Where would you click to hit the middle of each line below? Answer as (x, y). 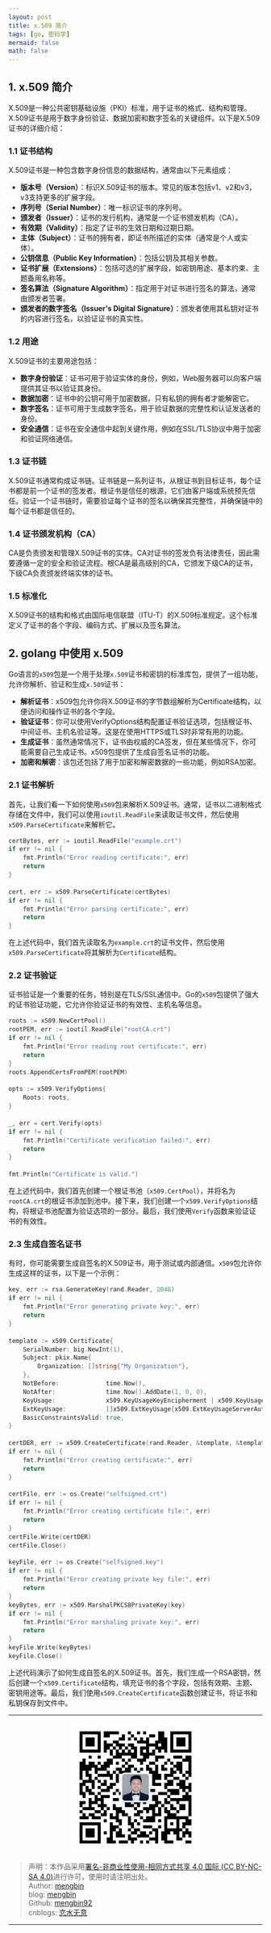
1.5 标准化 (27, 596)
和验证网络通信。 (48, 438)
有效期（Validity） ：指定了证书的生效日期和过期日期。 (109, 228)
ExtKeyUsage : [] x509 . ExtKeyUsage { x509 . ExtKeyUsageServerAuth (146, 1409)
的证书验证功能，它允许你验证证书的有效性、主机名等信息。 (107, 1004)
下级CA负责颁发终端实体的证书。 (63, 573)
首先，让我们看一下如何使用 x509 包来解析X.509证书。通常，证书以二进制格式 (135, 804)
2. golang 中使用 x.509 (66, 653)
